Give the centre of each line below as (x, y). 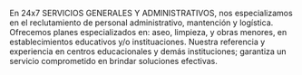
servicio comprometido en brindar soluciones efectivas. (113, 61)
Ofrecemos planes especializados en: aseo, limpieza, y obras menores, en (148, 32)
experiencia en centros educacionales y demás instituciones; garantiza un (148, 52)
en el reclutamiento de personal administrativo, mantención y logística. (141, 23)
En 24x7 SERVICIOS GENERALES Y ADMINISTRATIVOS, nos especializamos (151, 13)
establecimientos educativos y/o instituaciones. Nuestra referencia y (137, 42)
